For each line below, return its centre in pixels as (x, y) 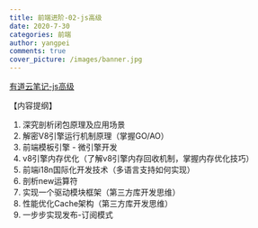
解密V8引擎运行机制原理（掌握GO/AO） (95, 136)
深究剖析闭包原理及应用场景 (74, 124)
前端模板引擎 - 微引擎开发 (70, 147)
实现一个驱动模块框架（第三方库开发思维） (101, 192)
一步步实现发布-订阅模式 (68, 214)
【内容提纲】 (33, 105)
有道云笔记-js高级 (42, 86)
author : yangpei (40, 43)
